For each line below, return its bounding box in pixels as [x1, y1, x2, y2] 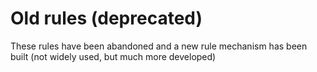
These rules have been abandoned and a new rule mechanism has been [10, 40, 308, 52]
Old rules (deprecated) [10, 7, 203, 30]
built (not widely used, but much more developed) [10, 50, 217, 62]
